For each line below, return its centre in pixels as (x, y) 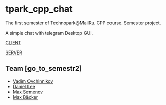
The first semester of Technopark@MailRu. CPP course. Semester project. (83, 23)
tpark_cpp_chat (39, 9)
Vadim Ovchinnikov (33, 81)
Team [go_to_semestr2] (44, 69)
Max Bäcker (25, 97)
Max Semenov (28, 92)
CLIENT (13, 43)
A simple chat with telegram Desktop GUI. (49, 33)
